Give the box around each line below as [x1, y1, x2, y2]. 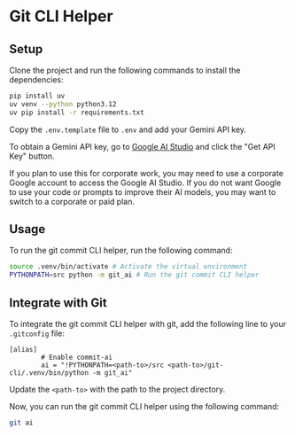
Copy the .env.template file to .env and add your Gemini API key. [9, 124, 246, 135]
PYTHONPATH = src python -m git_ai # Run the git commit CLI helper [9, 270, 260, 280]
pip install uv [9, 91, 66, 100]
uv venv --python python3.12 [9, 99, 117, 108]
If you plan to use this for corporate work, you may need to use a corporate [9, 167, 283, 178]
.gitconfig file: [9, 328, 65, 339]
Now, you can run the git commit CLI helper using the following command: [9, 401, 280, 411]
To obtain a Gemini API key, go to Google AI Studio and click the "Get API [9, 141, 276, 152]
